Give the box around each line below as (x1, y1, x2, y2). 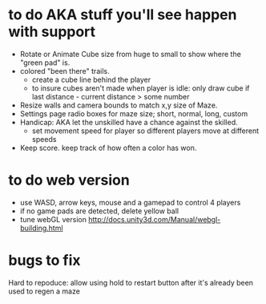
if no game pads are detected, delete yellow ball (19, 206, 179, 216)
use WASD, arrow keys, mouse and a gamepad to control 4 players (19, 197, 241, 207)
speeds (31, 134, 57, 144)
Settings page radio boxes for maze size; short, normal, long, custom (19, 108, 248, 118)
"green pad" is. (19, 58, 71, 67)
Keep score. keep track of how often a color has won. (19, 143, 197, 152)
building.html (19, 223, 63, 233)
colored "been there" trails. (19, 66, 110, 75)
